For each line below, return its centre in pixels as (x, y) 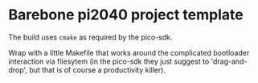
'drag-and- (229, 61)
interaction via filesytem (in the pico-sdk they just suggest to (109, 61)
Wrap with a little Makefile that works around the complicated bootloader (129, 52)
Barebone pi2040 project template (126, 15)
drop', (18, 69)
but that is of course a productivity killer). (98, 69)
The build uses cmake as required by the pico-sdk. (90, 37)
